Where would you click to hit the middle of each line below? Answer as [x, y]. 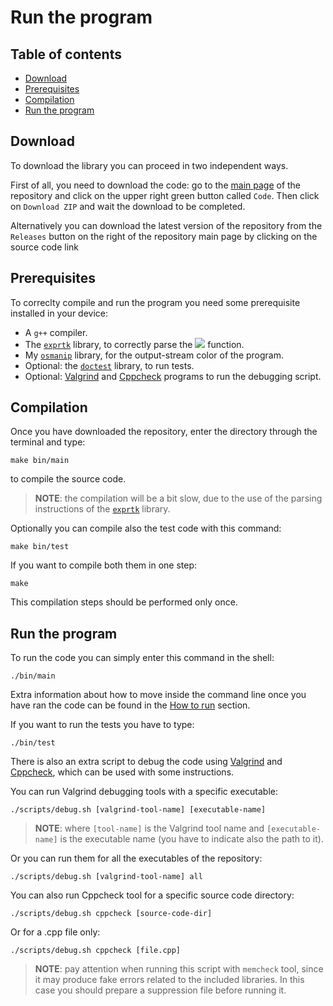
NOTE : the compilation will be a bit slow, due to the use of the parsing [178, 498]
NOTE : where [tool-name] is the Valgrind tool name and [149, 828]
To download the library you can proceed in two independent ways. [149, 165]
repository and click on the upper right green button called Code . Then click [165, 195]
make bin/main [40, 461]
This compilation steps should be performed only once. [124, 602]
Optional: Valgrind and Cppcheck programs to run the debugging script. [173, 376]
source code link [44, 247]
